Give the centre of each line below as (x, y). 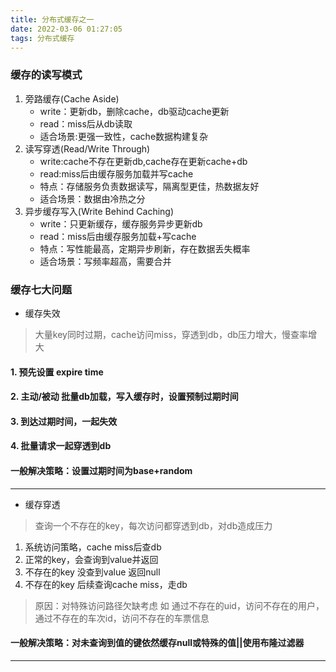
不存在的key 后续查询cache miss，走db (106, 584)
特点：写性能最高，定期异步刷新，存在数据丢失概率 (145, 248)
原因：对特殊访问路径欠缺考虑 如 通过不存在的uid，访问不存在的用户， (179, 605)
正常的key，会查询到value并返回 (91, 559)
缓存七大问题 (41, 289)
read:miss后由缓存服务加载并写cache (116, 173)
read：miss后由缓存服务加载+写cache (118, 236)
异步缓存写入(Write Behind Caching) (99, 211)
